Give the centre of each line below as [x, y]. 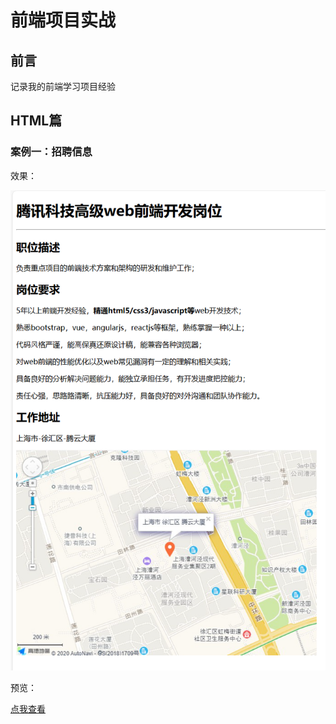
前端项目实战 [63, 20]
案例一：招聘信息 [51, 152]
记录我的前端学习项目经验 [63, 86]
